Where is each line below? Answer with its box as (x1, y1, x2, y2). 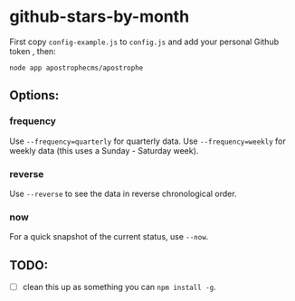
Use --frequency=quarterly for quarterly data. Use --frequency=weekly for (9, 136, 287, 146)
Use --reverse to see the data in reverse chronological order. (9, 188, 237, 199)
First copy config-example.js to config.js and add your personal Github (9, 36, 279, 47)
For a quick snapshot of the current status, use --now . (9, 231, 209, 242)
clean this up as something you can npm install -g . (22, 282, 217, 293)
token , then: (9, 45, 56, 56)
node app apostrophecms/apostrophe (9, 63, 144, 72)
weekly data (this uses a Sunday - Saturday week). (9, 145, 199, 155)
